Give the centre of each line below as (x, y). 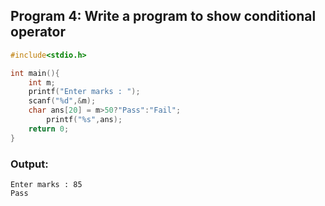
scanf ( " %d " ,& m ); (62, 101)
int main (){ (35, 73)
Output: (29, 164)
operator (38, 32)
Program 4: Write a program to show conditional (163, 16)
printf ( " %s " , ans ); (84, 120)
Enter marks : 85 (46, 184)
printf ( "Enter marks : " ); (84, 92)
